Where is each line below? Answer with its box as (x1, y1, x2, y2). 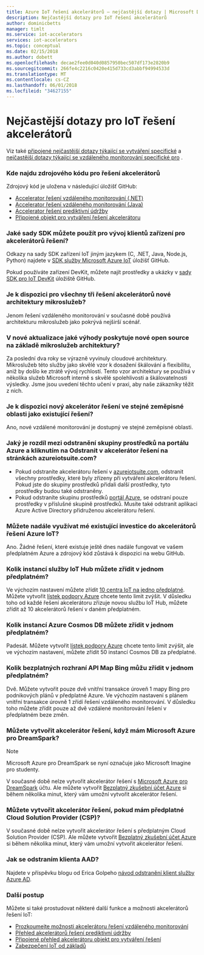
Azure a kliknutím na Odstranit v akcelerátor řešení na (6, 446, 168, 455)
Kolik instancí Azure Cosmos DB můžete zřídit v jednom (6, 621, 174, 629)
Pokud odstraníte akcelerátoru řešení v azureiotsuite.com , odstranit (15, 467, 184, 475)
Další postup (6, 891, 44, 899)
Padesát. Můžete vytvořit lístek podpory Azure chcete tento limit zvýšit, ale (6, 642, 194, 649)
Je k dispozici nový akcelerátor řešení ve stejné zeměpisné (6, 402, 184, 410)
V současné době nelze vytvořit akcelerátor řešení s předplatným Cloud (6, 827, 186, 835)
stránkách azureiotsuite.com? (6, 454, 97, 463)
